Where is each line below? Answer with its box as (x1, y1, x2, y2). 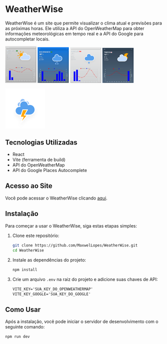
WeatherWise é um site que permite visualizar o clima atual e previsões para (5, 20, 162, 26)
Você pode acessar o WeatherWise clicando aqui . (5, 195, 108, 201)
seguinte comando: (5, 324, 45, 329)
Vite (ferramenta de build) (12, 156, 66, 162)
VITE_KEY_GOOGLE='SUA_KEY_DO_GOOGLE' (12, 291, 91, 297)
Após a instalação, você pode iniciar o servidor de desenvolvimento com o (5, 318, 159, 324)
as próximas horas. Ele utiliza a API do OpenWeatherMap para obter (5, 25, 145, 31)
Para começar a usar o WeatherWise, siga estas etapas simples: (5, 222, 137, 228)
